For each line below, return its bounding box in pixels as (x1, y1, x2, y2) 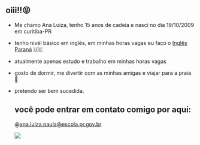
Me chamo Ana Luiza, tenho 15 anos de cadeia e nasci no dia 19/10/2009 (14, 21, 195, 28)
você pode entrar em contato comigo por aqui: (14, 105, 192, 115)
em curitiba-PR (14, 28, 52, 35)
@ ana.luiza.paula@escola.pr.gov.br (14, 120, 102, 128)
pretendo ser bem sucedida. (14, 87, 84, 94)
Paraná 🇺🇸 (14, 46, 43, 53)
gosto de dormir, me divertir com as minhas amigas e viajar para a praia (14, 69, 192, 76)
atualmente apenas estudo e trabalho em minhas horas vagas (14, 58, 167, 65)
